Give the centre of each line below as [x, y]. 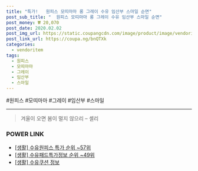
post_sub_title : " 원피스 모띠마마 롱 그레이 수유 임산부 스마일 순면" [84, 17]
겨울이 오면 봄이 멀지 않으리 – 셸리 [60, 118]
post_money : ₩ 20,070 [33, 22]
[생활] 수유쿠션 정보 [37, 162]
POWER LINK [25, 134]
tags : [13, 55]
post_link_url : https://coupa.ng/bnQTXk [57, 39]
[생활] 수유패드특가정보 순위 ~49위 [55, 155]
